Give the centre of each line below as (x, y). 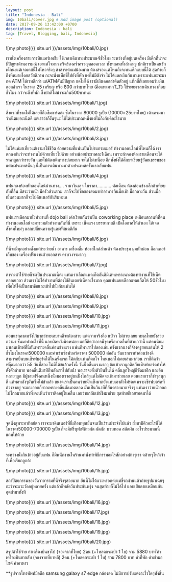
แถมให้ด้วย (15, 435)
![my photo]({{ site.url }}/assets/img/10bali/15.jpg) (58, 471)
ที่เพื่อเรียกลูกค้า (19, 460)
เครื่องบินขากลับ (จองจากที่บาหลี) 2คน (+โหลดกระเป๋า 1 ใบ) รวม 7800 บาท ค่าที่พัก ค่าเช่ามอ (84, 557)
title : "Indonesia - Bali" (34, 15)
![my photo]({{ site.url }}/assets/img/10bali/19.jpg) (58, 532)
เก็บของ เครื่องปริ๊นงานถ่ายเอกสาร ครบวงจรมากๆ (46, 255)
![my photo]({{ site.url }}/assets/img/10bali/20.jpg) (58, 542)
